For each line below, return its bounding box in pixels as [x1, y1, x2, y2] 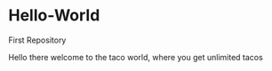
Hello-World [8, 5, 100, 26]
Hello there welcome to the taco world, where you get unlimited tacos [8, 51, 263, 62]
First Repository [8, 35, 67, 45]
